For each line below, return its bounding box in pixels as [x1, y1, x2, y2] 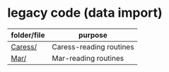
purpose [78, 30, 108, 40]
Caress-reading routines [52, 42, 134, 52]
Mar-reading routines [52, 53, 124, 63]
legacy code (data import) [7, 5, 163, 21]
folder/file [11, 30, 45, 40]
